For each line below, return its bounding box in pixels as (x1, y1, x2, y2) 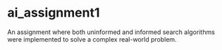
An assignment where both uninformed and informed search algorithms (7, 28, 215, 36)
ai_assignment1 (7, 5, 100, 21)
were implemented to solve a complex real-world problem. (7, 35, 178, 43)
